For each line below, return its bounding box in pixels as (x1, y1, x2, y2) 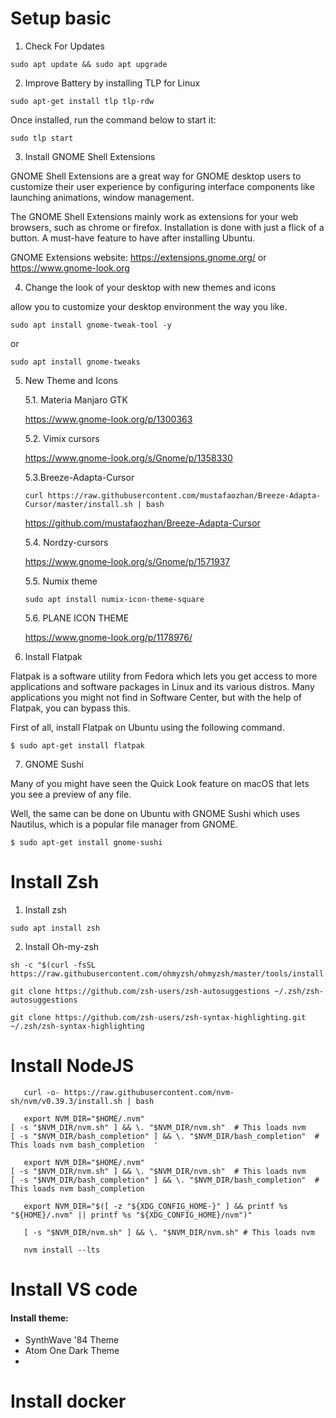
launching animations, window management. (10, 191, 195, 203)
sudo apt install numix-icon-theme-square (24, 594, 205, 604)
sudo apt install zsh (10, 923, 101, 933)
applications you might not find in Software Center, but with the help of (10, 691, 302, 703)
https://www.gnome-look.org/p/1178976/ (24, 631, 193, 643)
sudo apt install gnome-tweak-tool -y (10, 320, 172, 330)
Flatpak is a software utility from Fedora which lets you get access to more (10, 670, 318, 682)
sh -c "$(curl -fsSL (10, 960, 97, 970)
